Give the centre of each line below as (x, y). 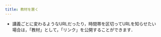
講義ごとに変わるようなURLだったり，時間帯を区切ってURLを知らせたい (84, 24)
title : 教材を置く (22, 9)
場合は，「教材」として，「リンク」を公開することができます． (73, 30)
